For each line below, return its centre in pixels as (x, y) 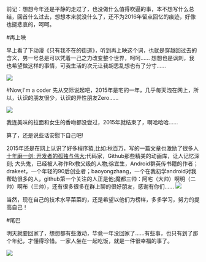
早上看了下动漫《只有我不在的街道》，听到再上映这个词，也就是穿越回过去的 (102, 50)
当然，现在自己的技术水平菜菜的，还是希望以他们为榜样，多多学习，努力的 (100, 200)
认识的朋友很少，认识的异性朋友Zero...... (68, 98)
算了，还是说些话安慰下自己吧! (45, 135)
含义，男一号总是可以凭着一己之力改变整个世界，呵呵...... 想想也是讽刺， (98, 58)
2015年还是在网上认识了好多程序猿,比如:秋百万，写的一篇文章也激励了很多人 (103, 148)
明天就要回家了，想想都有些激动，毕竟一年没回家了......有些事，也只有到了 (100, 233)
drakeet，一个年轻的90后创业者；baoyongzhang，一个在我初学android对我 (101, 171)
